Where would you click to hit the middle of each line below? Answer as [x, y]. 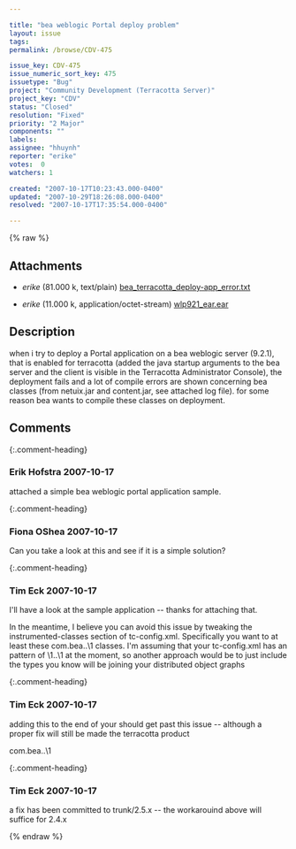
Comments [40, 428]
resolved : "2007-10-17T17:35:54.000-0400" [88, 205]
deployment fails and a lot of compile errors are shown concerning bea [138, 381]
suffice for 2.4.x [38, 820]
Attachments [46, 266]
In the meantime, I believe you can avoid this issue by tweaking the [131, 627]
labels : [23, 140]
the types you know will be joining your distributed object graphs [127, 665]
